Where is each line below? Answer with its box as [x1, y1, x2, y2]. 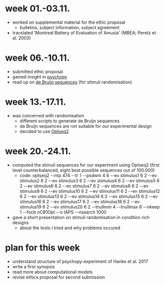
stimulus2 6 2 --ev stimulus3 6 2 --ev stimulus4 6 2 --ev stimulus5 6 [19, 178, 160, 183]
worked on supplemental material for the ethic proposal [12, 19, 125, 25]
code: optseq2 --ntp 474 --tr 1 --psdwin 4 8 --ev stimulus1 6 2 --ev [19, 172, 157, 178]
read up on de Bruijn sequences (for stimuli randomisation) [12, 79, 132, 85]
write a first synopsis [12, 263, 55, 269]
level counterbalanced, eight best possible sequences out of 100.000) [12, 167, 155, 173]
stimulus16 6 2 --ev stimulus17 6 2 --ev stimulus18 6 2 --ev [19, 198, 140, 205]
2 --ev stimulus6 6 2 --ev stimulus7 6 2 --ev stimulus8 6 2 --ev [19, 183, 149, 189]
